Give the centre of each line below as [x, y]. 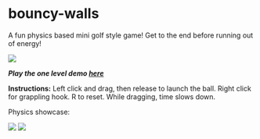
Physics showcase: [39, 112]
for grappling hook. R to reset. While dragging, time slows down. [112, 96]
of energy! [25, 43]
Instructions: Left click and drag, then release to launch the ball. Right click [130, 88]
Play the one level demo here [56, 73]
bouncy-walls [54, 14]
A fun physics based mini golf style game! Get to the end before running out [131, 35]
